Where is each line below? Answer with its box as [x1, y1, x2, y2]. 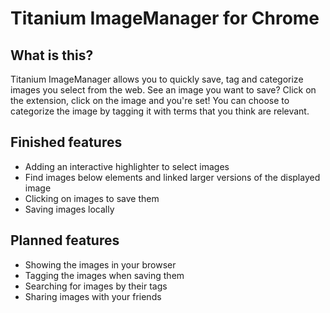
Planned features [10, 232, 120, 249]
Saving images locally [24, 203, 115, 215]
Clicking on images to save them [24, 192, 160, 204]
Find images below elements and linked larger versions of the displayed [24, 171, 321, 183]
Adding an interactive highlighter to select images [24, 160, 230, 172]
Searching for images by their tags [24, 280, 168, 292]
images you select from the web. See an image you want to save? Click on [10, 84, 317, 96]
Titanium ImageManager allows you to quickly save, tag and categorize [10, 73, 304, 85]
